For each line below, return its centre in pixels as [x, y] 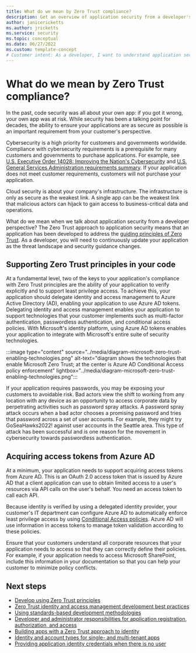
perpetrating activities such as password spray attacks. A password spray [95, 407]
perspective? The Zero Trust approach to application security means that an [97, 227]
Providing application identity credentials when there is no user [90, 644]
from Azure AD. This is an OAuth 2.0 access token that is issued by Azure [94, 477]
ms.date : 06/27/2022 [31, 44]
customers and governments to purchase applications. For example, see [93, 155]
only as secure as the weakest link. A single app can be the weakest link [93, 197]
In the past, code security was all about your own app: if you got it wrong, [94, 112]
